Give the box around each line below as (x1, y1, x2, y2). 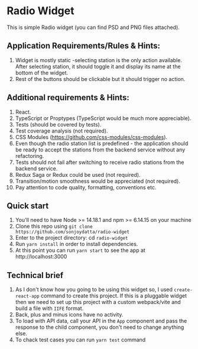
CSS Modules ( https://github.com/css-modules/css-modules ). (15, 133, 168, 140)
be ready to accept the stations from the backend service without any (15, 146, 186, 153)
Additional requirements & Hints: (7, 93, 129, 103)
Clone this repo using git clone (15, 223, 93, 230)
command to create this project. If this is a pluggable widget (41, 292, 187, 299)
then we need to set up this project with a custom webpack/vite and (15, 299, 181, 306)
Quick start (7, 201, 49, 211)
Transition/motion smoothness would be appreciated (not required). (15, 177, 181, 185)
